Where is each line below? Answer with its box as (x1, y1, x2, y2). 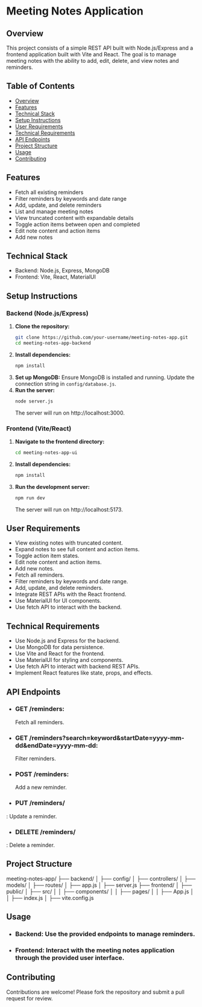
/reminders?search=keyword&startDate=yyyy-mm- (29, 733, 185, 742)
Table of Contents (6, 81, 75, 91)
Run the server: (14, 386, 55, 393)
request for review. (6, 994, 53, 1002)
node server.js (14, 398, 54, 404)
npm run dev (14, 494, 45, 501)
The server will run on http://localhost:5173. (14, 506, 124, 513)
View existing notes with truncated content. (14, 539, 124, 546)
